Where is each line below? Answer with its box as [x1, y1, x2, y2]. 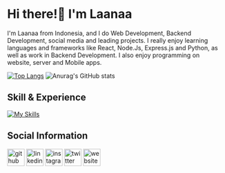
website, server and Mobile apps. [7, 58, 102, 66]
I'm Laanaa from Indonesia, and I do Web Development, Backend [7, 29, 192, 37]
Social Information [7, 130, 88, 142]
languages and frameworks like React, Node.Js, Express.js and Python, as [7, 43, 219, 52]
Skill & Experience [7, 92, 86, 103]
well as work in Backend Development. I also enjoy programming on [7, 51, 200, 59]
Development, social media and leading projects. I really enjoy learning [7, 36, 208, 44]
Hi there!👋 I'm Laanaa [7, 6, 133, 22]
